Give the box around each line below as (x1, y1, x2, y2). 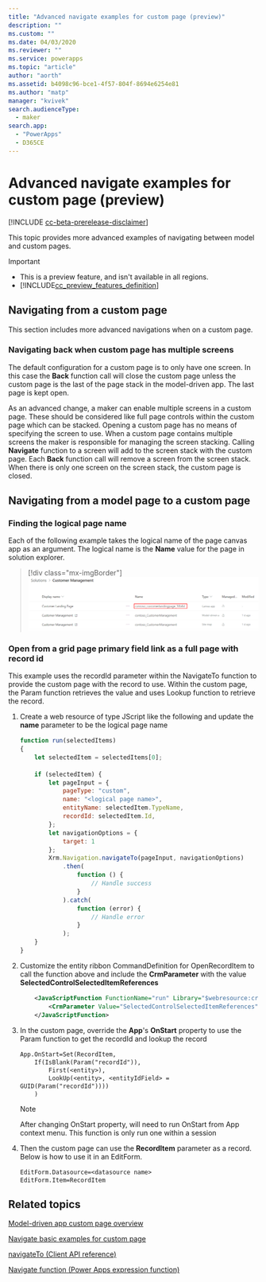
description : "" (8, 21, 62, 29)
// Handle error (91, 913, 145, 921)
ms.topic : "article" (8, 64, 77, 72)
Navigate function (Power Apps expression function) (8, 1265, 180, 1275)
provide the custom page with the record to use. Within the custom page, (8, 680, 248, 689)
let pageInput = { (48, 778, 110, 787)
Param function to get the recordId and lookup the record (19, 1034, 208, 1043)
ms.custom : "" (8, 29, 56, 37)
